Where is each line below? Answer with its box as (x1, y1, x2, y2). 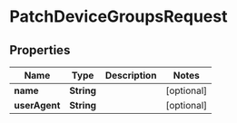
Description (104, 70, 157, 81)
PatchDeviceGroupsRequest (9, 6, 228, 27)
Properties (9, 43, 71, 58)
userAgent (14, 99, 61, 111)
